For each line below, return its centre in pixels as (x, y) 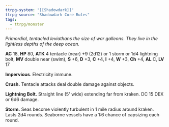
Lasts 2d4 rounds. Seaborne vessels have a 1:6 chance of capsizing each (82, 115)
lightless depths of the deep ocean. (43, 44)
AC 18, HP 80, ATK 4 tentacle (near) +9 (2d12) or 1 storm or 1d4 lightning (82, 54)
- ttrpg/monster (27, 24)
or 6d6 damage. (22, 100)
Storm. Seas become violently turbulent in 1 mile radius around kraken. (80, 109)
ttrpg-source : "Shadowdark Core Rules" (48, 15)
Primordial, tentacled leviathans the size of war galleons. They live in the (81, 39)
